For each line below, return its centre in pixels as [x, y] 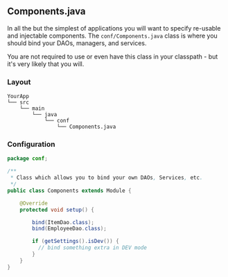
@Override [34, 203]
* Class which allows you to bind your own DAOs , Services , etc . [106, 178]
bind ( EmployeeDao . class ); [70, 229]
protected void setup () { [57, 209]
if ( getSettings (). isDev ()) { [76, 242]
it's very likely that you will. [46, 64]
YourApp [18, 97]
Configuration [31, 144]
